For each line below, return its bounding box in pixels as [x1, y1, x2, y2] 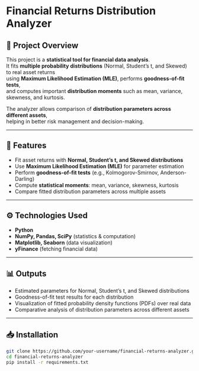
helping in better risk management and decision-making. [6, 118, 145, 125]
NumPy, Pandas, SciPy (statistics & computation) [14, 232, 136, 239]
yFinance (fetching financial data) [14, 245, 98, 252]
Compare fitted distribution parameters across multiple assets [14, 188, 166, 195]
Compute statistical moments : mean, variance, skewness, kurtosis [14, 181, 179, 188]
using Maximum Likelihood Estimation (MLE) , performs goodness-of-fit [6, 75, 185, 82]
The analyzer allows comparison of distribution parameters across [6, 105, 171, 112]
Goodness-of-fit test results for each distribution [14, 293, 134, 300]
